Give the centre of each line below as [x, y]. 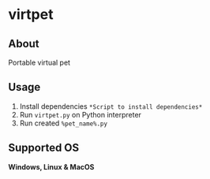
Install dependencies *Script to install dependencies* [111, 106]
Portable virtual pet [39, 62]
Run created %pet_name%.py [64, 123]
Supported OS [44, 148]
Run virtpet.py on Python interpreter [81, 114]
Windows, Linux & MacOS [51, 166]
